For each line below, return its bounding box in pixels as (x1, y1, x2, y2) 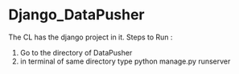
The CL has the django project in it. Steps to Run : (8, 32, 173, 42)
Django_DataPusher (8, 6, 145, 24)
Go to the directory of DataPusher (19, 47, 133, 57)
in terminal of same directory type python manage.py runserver (19, 56, 231, 66)
